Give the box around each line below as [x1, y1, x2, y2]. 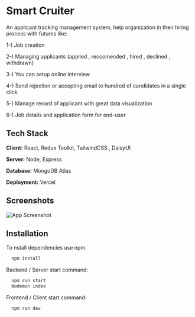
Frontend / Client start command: [6, 294, 87, 301]
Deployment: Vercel [6, 179, 56, 186]
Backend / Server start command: [6, 266, 89, 273]
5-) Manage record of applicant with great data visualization [6, 99, 152, 107]
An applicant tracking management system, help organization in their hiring [6, 24, 189, 31]
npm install [11, 255, 41, 261]
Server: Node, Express [6, 156, 62, 163]
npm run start [11, 278, 46, 284]
